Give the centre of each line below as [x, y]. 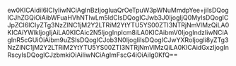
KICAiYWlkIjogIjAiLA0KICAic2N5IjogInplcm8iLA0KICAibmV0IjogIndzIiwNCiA [118, 32]
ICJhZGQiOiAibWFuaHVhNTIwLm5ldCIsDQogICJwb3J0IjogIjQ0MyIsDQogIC [118, 18]
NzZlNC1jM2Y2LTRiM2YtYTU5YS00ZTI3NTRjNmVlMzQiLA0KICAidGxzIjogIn [118, 47]
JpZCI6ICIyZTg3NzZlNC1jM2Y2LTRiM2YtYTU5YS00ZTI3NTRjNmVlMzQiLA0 [118, 25]
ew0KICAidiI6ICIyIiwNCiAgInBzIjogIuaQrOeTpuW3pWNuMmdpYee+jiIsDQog [118, 10]
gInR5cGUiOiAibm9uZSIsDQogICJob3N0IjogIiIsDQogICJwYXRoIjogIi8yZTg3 [118, 40]
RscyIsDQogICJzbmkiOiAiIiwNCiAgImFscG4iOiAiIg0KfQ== [93, 55]
